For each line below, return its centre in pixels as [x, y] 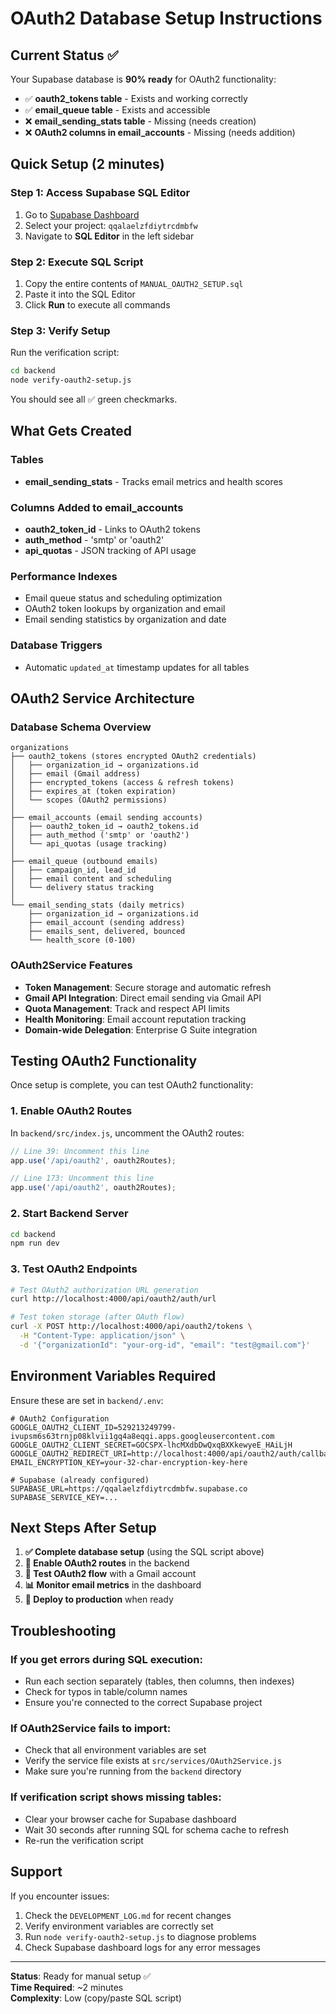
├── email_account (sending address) [107, 923]
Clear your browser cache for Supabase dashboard [130, 1819]
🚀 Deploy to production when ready [99, 1599]
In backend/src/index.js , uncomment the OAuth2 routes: [127, 1133]
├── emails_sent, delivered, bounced [107, 932]
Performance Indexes [64, 576]
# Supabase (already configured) [80, 1480]
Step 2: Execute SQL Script [77, 262]
